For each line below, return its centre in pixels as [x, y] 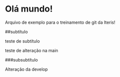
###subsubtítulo [21, 60]
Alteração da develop [26, 69]
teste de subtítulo [23, 41]
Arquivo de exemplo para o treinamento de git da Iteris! [60, 22]
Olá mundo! [29, 9]
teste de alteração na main [32, 50]
